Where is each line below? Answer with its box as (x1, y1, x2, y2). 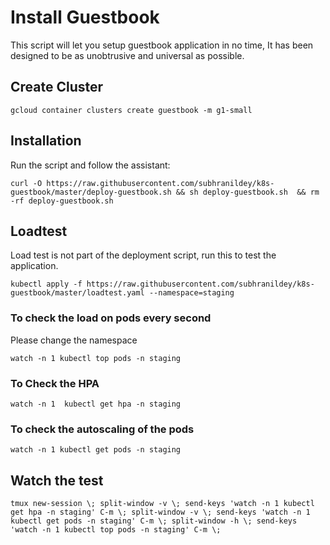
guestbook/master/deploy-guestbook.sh (10, 187, 172, 197)
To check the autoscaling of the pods (10, 422, 195, 436)
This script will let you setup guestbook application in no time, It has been (10, 39, 314, 51)
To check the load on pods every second (10, 311, 212, 325)
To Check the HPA (10, 376, 100, 390)
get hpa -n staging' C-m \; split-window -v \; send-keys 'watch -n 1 (10, 507, 311, 518)
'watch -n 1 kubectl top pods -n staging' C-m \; (10, 525, 222, 535)
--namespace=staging (148, 288, 235, 298)
